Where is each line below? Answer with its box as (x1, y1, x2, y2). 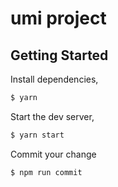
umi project (10, 7, 107, 30)
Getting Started (10, 47, 109, 64)
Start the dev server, (10, 110, 95, 122)
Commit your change (10, 148, 97, 160)
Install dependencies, (10, 73, 99, 85)
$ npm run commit (10, 167, 83, 177)
